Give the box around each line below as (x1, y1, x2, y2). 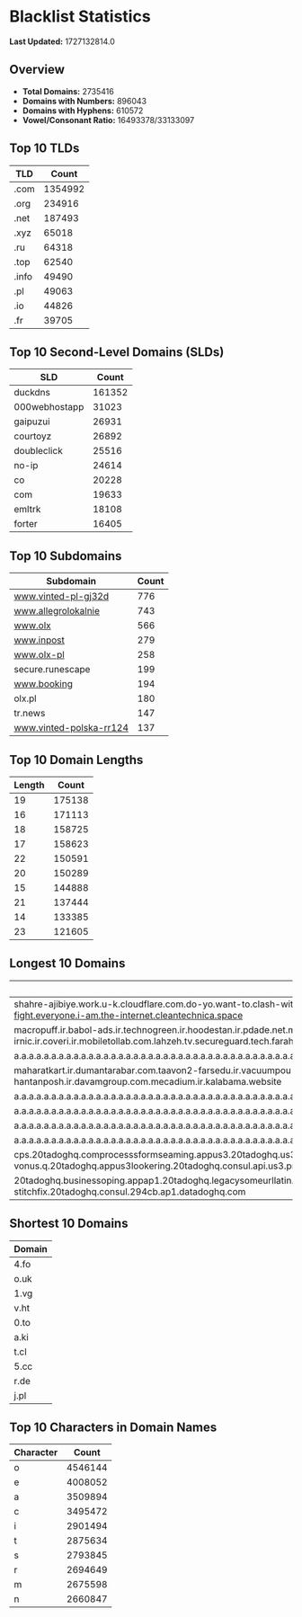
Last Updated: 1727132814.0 (9, 36, 115, 47)
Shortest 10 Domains (9, 1216, 129, 1231)
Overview (9, 62, 66, 77)
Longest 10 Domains (9, 955, 126, 972)
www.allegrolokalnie (13, 605, 101, 617)
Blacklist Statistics (9, 6, 151, 27)
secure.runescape (13, 663, 91, 676)
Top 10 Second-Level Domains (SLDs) (9, 344, 225, 360)
